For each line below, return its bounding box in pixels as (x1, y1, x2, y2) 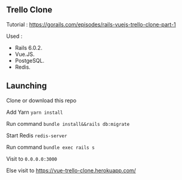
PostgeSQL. (14, 57, 45, 64)
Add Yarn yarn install (6, 108, 63, 116)
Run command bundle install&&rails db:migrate (6, 120, 130, 127)
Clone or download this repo (6, 96, 77, 104)
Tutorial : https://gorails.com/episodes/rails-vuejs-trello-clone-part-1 (6, 20, 176, 28)
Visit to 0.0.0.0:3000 (6, 155, 58, 162)
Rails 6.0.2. (14, 44, 43, 51)
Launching (6, 81, 47, 91)
